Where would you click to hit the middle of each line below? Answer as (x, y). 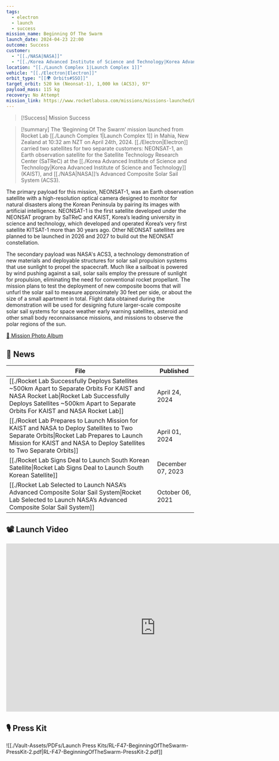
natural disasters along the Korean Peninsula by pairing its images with (93, 204)
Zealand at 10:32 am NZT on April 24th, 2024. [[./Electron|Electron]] (104, 142)
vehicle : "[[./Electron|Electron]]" (52, 73)
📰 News (21, 354)
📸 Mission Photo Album (35, 335)
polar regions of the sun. (36, 324)
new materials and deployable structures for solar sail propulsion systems (97, 260)
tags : (13, 12)
